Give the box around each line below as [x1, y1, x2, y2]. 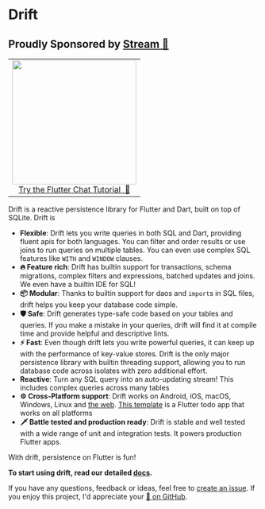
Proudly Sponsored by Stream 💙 [8, 37, 169, 51]
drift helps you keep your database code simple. [19, 300, 179, 309]
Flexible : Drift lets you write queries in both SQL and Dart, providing [19, 228, 242, 238]
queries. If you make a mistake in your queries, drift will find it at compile [19, 321, 258, 329]
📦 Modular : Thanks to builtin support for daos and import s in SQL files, [19, 289, 255, 297]
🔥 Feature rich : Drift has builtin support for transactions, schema [19, 262, 232, 271]
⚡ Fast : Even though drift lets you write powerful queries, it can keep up [19, 338, 255, 347]
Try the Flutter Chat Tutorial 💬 [18, 185, 131, 195]
